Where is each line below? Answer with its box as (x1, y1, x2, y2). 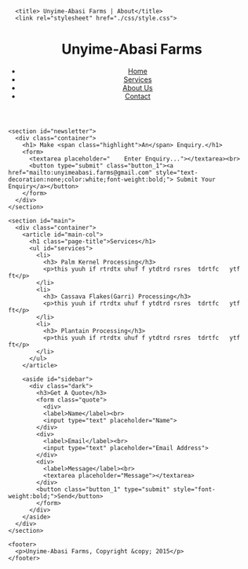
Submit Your (176, 176, 216, 183)
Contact (124, 91, 151, 101)
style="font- (173, 485, 216, 493)
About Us (122, 83, 153, 92)
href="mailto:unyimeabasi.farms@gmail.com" (8, 168, 153, 176)
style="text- (155, 168, 199, 176)
